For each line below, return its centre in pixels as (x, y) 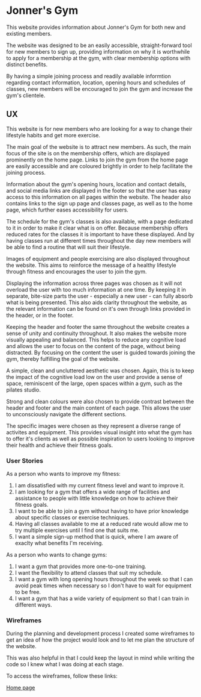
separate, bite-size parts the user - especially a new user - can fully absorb (100, 296)
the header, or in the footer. (40, 315)
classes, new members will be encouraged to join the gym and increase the (100, 89)
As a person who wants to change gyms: (57, 555)
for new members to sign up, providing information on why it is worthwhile (98, 51)
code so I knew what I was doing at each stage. (65, 664)
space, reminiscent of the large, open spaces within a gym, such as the (94, 383)
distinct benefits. (27, 64)
